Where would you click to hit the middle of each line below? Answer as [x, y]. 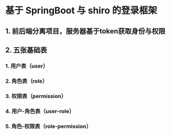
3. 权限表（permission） [36, 96]
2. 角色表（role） [26, 81]
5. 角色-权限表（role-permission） [49, 126]
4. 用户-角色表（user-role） [40, 111]
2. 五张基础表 [26, 50]
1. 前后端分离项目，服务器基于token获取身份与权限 [85, 31]
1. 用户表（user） [27, 66]
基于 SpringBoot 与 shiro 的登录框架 [81, 11]
